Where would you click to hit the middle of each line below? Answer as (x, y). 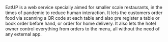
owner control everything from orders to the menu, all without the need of (82, 29)
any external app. (24, 34)
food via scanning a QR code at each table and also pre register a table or (82, 18)
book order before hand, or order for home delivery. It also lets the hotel (81, 23)
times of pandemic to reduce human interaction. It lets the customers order (84, 13)
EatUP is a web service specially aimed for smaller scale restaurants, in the (84, 7)
